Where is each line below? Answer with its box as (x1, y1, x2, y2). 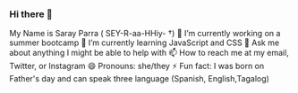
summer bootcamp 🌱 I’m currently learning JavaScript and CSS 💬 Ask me (9, 37, 280, 48)
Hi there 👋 (9, 8, 54, 20)
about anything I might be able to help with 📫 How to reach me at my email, (9, 48, 289, 58)
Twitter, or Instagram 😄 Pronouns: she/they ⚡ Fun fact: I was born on (9, 61, 265, 72)
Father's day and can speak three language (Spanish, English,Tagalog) (9, 74, 270, 84)
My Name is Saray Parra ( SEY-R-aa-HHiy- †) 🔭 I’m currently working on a (9, 28, 281, 39)
